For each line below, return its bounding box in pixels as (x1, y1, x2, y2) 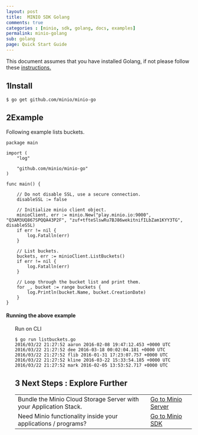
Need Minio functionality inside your (17, 412, 118, 420)
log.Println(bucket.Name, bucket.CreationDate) (27, 289, 146, 295)
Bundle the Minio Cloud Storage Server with (17, 395, 140, 403)
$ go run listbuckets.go (14, 337, 76, 342)
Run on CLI (14, 325, 42, 332)
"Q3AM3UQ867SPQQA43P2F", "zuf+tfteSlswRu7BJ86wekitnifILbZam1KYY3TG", (6, 217, 183, 223)
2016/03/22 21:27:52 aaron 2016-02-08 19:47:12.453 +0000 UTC (14, 341, 171, 348)
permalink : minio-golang (6, 31, 67, 37)
